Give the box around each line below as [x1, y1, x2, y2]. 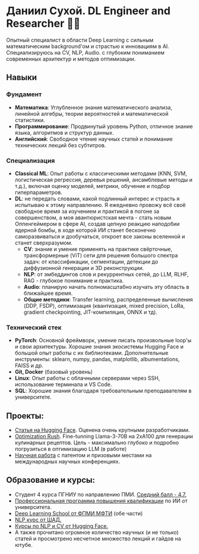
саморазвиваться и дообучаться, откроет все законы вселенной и [14, 233, 185, 240]
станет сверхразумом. [14, 239, 73, 246]
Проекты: [6, 410, 45, 421]
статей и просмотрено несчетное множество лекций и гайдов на [14, 535, 181, 542]
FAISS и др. [14, 362, 43, 369]
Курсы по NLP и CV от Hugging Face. [14, 522, 109, 529]
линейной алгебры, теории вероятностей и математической [14, 110, 169, 117]
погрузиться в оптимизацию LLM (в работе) [14, 445, 127, 453]
